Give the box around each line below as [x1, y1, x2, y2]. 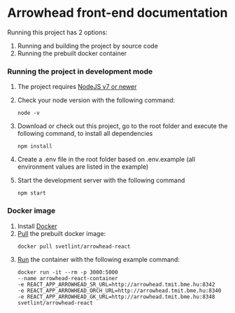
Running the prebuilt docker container [17, 49, 127, 57]
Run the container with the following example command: [17, 255, 180, 263]
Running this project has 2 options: [7, 28, 108, 36]
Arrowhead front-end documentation [7, 5, 228, 21]
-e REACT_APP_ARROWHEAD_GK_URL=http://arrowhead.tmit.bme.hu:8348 [17, 293, 215, 300]
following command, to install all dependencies [17, 130, 153, 138]
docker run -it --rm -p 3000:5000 [17, 268, 118, 276]
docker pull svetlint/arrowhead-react [17, 243, 131, 250]
